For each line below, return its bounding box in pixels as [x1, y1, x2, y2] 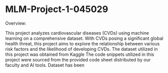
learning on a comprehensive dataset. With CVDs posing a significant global [5, 35, 163, 41]
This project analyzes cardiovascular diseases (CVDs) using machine [5, 30, 149, 36]
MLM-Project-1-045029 [5, 4, 108, 15]
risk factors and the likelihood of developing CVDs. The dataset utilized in [5, 46, 158, 52]
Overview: [5, 20, 27, 26]
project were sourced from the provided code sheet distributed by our [5, 56, 151, 62]
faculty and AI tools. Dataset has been [5, 62, 85, 68]
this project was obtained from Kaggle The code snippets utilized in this [5, 51, 154, 57]
